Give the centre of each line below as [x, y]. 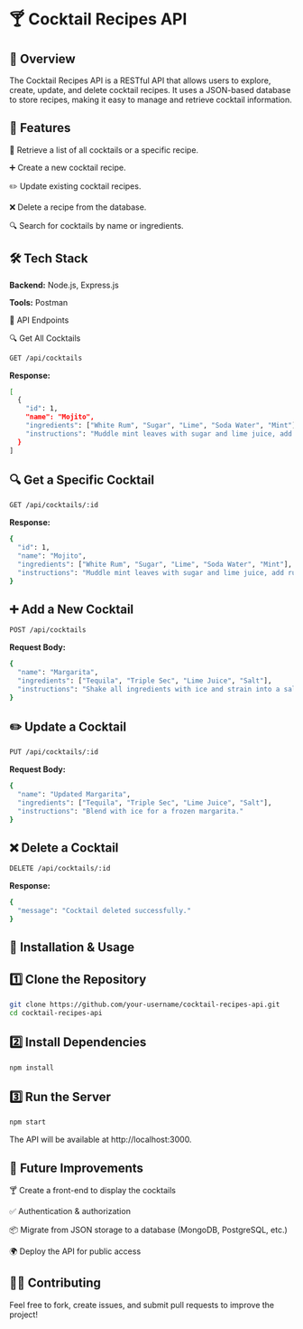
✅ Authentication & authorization [70, 1211]
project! [24, 1315]
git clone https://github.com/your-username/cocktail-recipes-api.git [145, 1005]
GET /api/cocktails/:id [54, 505]
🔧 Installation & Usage [72, 947]
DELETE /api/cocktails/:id [60, 869]
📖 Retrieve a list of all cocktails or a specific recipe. [104, 150]
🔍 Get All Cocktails [45, 338]
